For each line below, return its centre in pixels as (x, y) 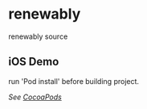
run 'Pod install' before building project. (73, 81)
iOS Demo (34, 62)
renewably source (38, 36)
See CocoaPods (35, 97)
